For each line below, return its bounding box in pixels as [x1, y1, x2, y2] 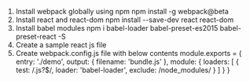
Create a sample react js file [15, 40, 107, 50]
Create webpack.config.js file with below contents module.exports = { [15, 49, 242, 58]
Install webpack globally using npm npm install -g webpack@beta [15, 7, 230, 16]
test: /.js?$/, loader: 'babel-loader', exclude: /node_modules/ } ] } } [15, 65, 230, 74]
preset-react [15, 32, 57, 41]
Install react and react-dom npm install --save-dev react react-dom [15, 15, 234, 24]
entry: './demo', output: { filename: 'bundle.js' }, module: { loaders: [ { [15, 57, 240, 66]
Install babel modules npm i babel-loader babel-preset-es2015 [15, 24, 219, 32]
